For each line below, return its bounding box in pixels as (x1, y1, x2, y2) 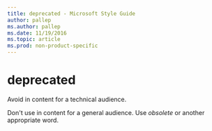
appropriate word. (7, 116, 59, 124)
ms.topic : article (7, 36, 61, 43)
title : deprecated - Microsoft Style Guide (7, 10, 136, 17)
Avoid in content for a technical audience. (7, 95, 127, 103)
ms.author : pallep (7, 23, 61, 30)
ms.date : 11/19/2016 (7, 29, 68, 37)
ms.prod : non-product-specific (7, 42, 98, 49)
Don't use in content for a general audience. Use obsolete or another (7, 108, 205, 116)
